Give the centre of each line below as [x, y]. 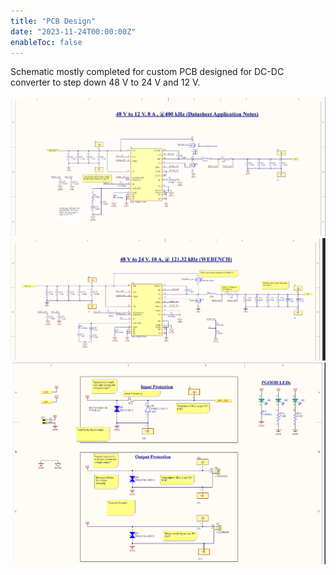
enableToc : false [46, 42]
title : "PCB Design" [53, 21]
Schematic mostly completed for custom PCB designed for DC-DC [147, 72]
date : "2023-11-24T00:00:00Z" [73, 31]
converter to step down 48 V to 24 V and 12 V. [105, 82]
